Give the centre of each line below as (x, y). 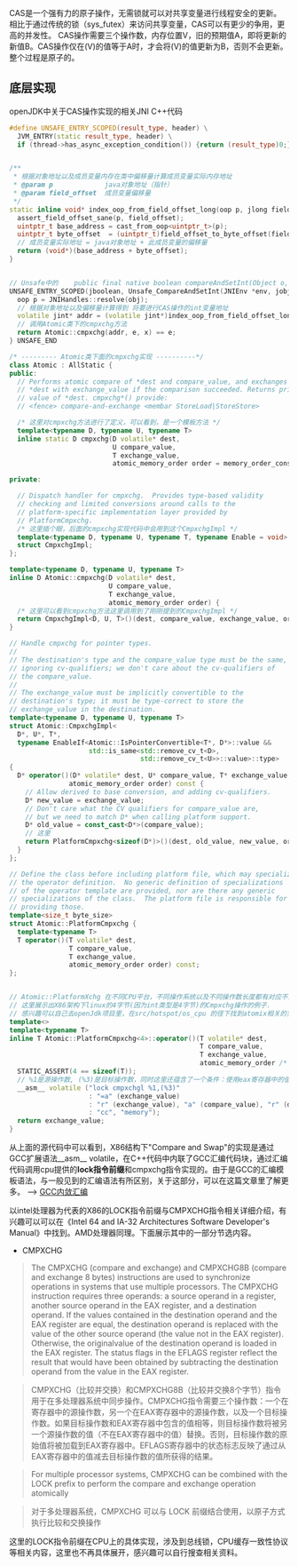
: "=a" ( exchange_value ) (134, 1096)
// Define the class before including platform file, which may (130, 874)
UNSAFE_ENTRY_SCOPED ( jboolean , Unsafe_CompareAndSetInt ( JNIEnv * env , (141, 291)
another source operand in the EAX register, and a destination (144, 1306)
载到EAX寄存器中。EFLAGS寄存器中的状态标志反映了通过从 (178, 1445)
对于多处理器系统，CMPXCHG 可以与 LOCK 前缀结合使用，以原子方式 (158, 1512)
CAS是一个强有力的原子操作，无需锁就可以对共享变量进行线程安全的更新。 (145, 13)
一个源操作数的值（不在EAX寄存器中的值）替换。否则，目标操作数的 (155, 1435)
